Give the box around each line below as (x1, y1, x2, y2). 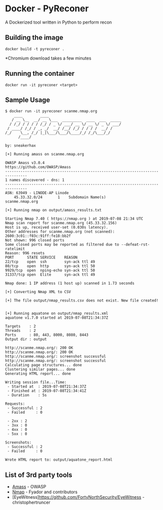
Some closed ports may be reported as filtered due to (5, 242, 119, 247)
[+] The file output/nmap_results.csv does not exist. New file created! (5, 298, 159, 303)
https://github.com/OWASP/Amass (5, 165, 71, 170)
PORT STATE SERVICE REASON (5, 255, 78, 260)
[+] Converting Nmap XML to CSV (5, 290, 71, 295)
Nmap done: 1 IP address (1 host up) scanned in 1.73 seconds (5, 281, 135, 286)
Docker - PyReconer (5, 3, 89, 14)
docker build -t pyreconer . (5, 46, 65, 52)
